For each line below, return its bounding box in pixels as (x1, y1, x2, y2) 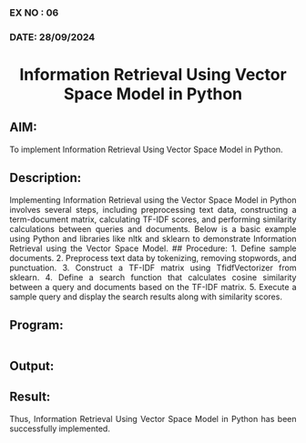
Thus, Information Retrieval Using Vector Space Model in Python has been (9, 413, 297, 424)
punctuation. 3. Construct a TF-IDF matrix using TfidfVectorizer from (9, 262, 297, 273)
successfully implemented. (9, 423, 111, 434)
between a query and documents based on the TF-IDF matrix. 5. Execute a (9, 281, 297, 292)
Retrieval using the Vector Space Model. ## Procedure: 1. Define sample (9, 243, 297, 254)
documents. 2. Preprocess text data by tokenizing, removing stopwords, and (9, 252, 297, 263)
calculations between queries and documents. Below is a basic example (9, 223, 297, 234)
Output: (9, 357, 55, 374)
